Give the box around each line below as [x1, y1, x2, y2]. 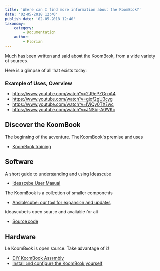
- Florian [23, 39, 43, 44]
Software [5, 158, 34, 166]
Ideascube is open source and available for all [5, 209, 98, 214]
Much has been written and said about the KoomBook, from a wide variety [5, 53, 156, 59]
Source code [12, 218, 38, 224]
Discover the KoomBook [5, 121, 81, 129]
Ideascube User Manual [12, 180, 61, 186]
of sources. [5, 58, 28, 64]
